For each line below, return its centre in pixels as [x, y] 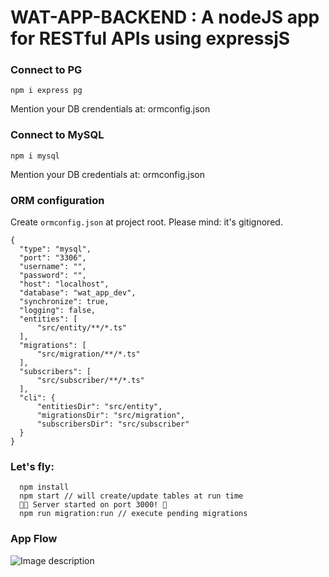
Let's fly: [32, 466]
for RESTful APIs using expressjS [150, 38]
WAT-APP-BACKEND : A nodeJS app [165, 17]
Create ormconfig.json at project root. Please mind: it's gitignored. [146, 222]
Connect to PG [46, 70]
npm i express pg [46, 91]
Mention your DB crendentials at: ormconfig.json [110, 109]
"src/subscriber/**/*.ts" [90, 381]
